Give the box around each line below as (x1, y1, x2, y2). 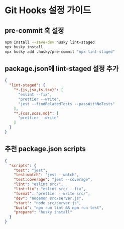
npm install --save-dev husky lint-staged (5, 40, 95, 45)
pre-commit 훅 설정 (5, 26, 64, 35)
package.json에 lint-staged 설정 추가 (5, 64, 119, 73)
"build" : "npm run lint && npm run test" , (14, 205, 104, 210)
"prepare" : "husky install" (14, 210, 72, 215)
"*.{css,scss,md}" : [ (14, 111, 59, 116)
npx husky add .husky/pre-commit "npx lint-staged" (5, 49, 115, 54)
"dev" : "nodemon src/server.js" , (14, 196, 84, 201)
